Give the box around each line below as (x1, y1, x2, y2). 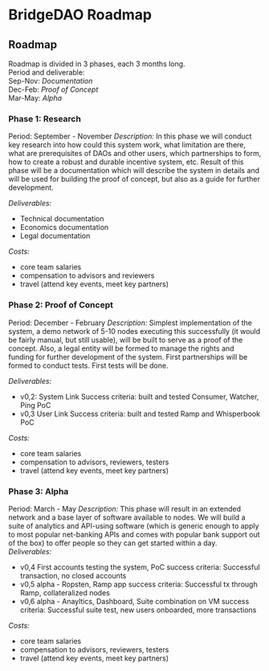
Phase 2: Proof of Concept (8, 299, 114, 311)
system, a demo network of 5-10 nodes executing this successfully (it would (8, 326, 261, 335)
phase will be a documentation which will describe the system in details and (8, 166, 259, 175)
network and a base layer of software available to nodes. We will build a (8, 513, 246, 522)
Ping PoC (19, 400, 51, 410)
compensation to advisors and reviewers (19, 271, 155, 281)
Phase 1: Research (8, 113, 82, 124)
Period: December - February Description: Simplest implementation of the (8, 318, 253, 327)
